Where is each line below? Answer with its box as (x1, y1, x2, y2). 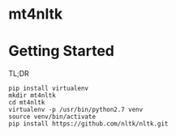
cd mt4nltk (8, 99, 45, 107)
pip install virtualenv (8, 84, 89, 93)
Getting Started (8, 42, 115, 61)
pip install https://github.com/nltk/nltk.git (8, 120, 169, 128)
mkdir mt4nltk (8, 91, 57, 100)
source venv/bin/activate (8, 113, 96, 121)
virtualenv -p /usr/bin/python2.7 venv (8, 106, 144, 114)
